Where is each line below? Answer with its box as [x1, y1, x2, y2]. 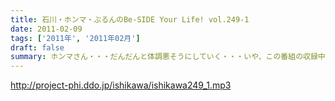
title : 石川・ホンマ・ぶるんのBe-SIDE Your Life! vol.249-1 [10, 14, 250, 25]
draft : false [10, 42, 65, 53]
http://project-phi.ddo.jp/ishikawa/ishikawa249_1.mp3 [10, 79, 232, 91]
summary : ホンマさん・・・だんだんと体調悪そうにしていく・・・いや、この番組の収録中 [10, 52, 326, 62]
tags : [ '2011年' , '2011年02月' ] [10, 33, 141, 43]
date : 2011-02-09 [10, 24, 83, 34]
